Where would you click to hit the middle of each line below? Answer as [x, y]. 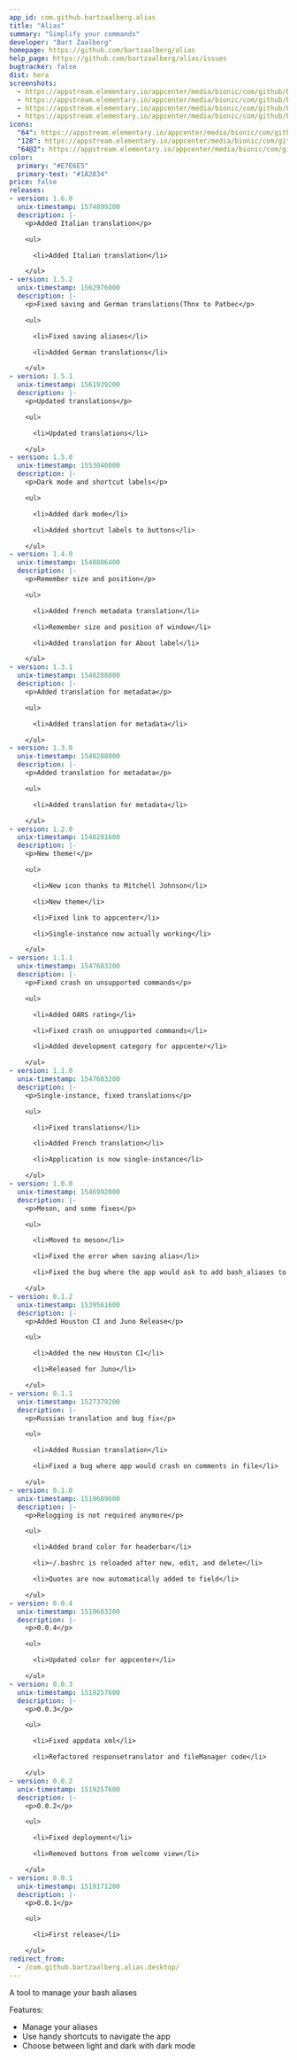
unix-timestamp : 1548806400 [69, 563]
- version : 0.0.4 [41, 1603]
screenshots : [33, 83]
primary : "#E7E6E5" [53, 166]
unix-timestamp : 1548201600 [69, 837]
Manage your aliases [60, 2026]
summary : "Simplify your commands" [75, 34]
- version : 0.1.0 [41, 1490]
